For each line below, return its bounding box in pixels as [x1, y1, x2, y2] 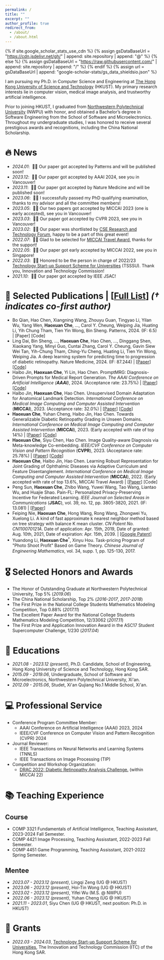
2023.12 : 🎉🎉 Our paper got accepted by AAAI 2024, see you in [12, 174, 140, 180]
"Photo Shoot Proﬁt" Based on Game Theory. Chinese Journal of [12, 542, 143, 548]
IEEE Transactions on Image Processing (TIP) [19, 756, 111, 762]
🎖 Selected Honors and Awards [5, 566, 133, 577]
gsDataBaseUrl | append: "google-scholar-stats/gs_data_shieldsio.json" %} [5, 69, 158, 75]
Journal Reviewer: [12, 740, 49, 747]
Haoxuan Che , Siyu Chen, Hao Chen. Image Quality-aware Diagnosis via [12, 437, 159, 443]
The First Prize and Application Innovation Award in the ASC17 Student [12, 622, 154, 628]
